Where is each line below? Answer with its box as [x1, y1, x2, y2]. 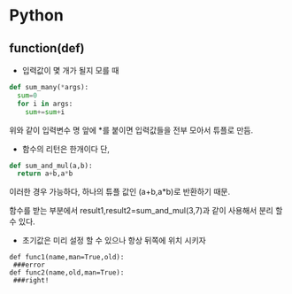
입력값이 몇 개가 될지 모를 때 [21, 66, 119, 75]
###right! [12, 276, 50, 285]
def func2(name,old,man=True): [9, 268, 125, 277]
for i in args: [17, 99, 73, 108]
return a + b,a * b [17, 169, 73, 178]
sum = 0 [17, 90, 38, 100]
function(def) [9, 41, 86, 56]
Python [9, 5, 64, 26]
